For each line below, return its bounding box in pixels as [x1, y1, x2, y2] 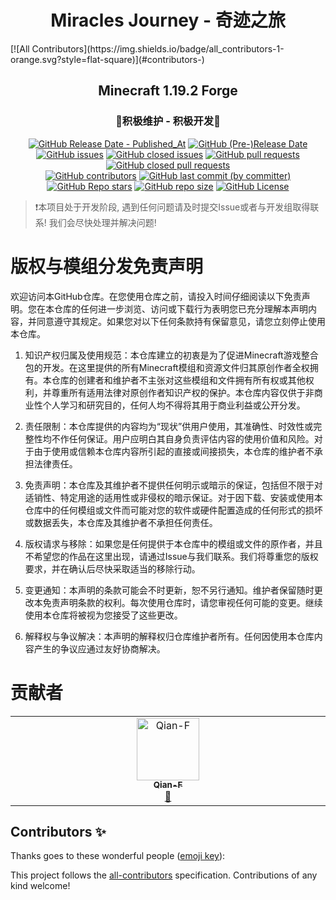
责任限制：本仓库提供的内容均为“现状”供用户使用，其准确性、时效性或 [24, 420, 314, 432]
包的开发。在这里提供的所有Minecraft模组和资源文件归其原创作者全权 [24, 361, 310, 373]
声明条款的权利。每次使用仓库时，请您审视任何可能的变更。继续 [59, 596, 323, 608]
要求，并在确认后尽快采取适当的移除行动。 [24, 562, 201, 575]
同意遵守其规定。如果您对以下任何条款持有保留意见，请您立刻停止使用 [36, 315, 326, 327]
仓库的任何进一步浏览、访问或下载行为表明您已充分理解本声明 [53, 302, 308, 315]
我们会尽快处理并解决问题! [48, 216, 157, 228]
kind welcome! [10, 880, 71, 892]
